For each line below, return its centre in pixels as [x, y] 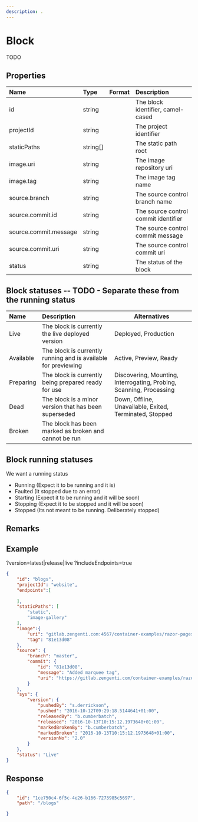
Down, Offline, [134, 399]
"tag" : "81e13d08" [50, 640]
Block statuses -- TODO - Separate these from [93, 291]
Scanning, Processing [144, 390]
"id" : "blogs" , [35, 579]
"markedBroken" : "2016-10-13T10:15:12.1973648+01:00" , [106, 733]
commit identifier [159, 219]
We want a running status [37, 474]
